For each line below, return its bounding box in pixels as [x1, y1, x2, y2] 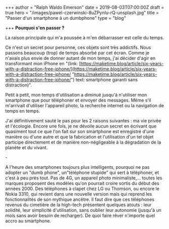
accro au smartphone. [5, 218, 51, 224]
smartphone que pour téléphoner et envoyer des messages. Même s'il [5, 97, 151, 103]
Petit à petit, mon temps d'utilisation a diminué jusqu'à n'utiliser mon [5, 92, 147, 98]
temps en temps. [5, 108, 40, 114]
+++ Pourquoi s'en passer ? [5, 25, 65, 31]
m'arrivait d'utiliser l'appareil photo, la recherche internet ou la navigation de [5, 103, 164, 108]
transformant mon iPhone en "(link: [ [5, 61, 81, 66]
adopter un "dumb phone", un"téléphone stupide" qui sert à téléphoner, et [5, 169, 159, 175]
